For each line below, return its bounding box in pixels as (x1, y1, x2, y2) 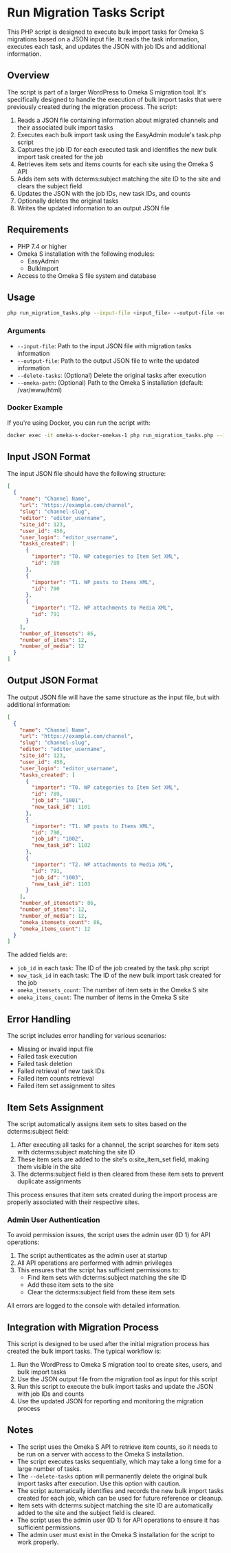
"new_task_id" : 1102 (32, 842, 91, 849)
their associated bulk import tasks (16, 123, 113, 132)
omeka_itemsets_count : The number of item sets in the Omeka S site (16, 986, 208, 994)
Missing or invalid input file (16, 1045, 93, 1053)
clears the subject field (16, 181, 82, 190)
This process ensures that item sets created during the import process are (7, 1190, 218, 1199)
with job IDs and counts (16, 1390, 85, 1398)
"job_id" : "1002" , (32, 836, 85, 843)
